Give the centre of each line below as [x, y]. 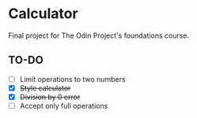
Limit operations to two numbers [72, 79]
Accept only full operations [64, 105]
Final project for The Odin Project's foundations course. [99, 35]
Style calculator [45, 88]
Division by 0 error [50, 97]
